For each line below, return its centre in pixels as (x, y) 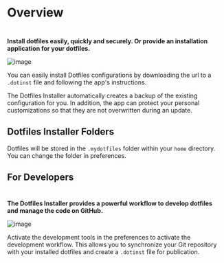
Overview (35, 13)
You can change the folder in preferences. (67, 155)
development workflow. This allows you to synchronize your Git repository (112, 244)
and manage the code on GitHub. (55, 210)
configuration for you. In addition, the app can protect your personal (103, 103)
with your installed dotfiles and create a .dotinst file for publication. (103, 251)
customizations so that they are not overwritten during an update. (100, 110)
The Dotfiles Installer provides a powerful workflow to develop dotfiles (110, 203)
